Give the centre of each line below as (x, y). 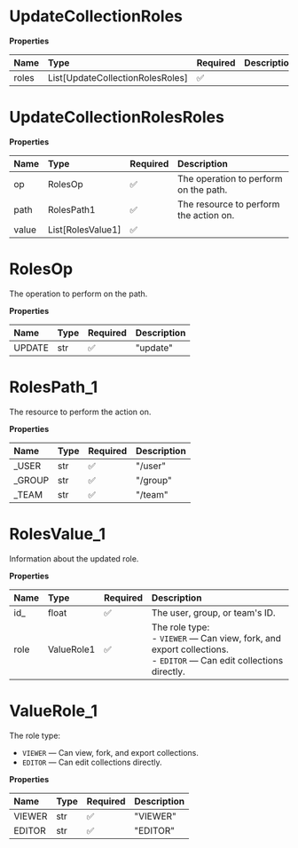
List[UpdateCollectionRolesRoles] (118, 77)
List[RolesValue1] (84, 230)
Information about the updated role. (74, 558)
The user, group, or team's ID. (214, 612)
